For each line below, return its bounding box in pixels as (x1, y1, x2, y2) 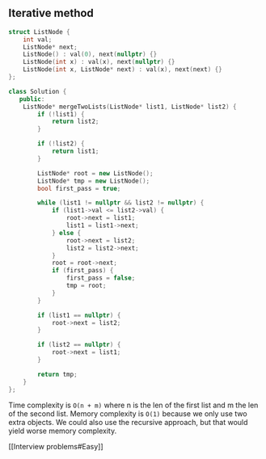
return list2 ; (51, 117, 99, 126)
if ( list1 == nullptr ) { (37, 311, 121, 319)
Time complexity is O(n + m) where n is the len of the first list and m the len (8, 400, 259, 410)
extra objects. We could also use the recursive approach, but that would (8, 417, 248, 427)
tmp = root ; (65, 282, 107, 290)
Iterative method (8, 6, 95, 20)
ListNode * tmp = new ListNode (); (37, 177, 150, 185)
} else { (51, 229, 82, 237)
